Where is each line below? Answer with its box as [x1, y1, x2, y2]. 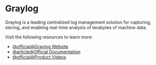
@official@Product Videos [12, 54, 66, 60]
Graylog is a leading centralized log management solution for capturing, [5, 19, 152, 25]
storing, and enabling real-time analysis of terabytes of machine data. [5, 24, 147, 30]
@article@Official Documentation [12, 49, 81, 55]
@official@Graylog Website [12, 43, 68, 49]
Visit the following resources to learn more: [5, 34, 93, 40]
